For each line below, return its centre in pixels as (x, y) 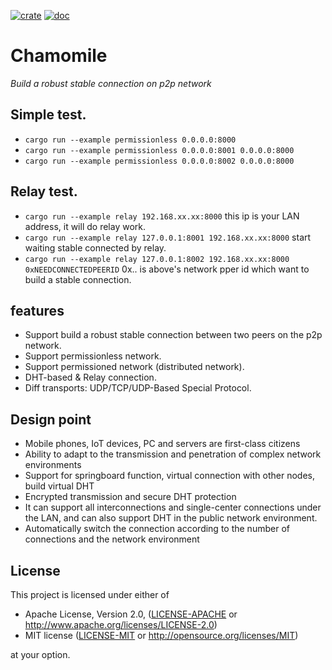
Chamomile (59, 56)
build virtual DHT (59, 486)
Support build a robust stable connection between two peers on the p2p (173, 335)
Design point (51, 419)
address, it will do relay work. (85, 226)
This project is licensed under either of (90, 594)
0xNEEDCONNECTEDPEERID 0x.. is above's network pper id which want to (167, 269)
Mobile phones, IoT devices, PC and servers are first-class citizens (162, 444)
